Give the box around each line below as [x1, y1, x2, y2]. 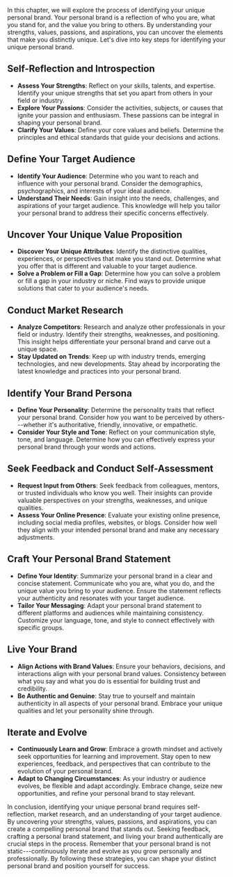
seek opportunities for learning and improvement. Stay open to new [17, 753, 211, 761]
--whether [17, 421, 47, 429]
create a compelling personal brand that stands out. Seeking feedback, [7, 825, 211, 833]
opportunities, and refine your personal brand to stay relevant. [17, 789, 196, 798]
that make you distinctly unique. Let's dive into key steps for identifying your [7, 35, 226, 44]
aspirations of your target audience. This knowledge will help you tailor [17, 201, 221, 209]
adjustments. [17, 533, 55, 541]
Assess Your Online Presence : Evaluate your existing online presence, [17, 510, 221, 519]
